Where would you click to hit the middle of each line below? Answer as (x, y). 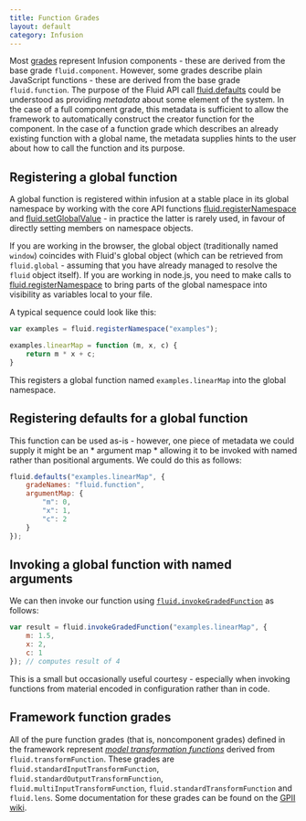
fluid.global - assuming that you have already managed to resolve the (144, 265)
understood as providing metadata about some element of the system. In (147, 100)
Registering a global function (94, 177)
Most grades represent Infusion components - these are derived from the (148, 61)
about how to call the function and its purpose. (97, 148)
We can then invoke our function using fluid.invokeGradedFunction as (142, 601)
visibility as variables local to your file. (81, 294)
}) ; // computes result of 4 (65, 661)
